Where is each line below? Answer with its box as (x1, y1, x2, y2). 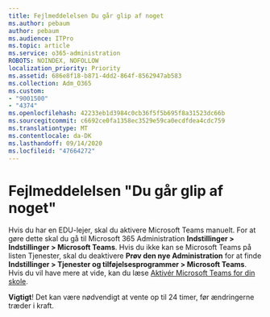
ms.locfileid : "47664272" (8, 147, 95, 155)
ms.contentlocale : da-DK (8, 131, 92, 140)
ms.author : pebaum (8, 19, 70, 27)
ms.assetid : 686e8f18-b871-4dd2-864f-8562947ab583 (8, 72, 182, 80)
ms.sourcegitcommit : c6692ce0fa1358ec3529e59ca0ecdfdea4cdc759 (8, 117, 226, 125)
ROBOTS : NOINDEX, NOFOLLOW (8, 57, 99, 65)
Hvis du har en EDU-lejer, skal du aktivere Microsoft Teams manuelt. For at (8, 225, 256, 235)
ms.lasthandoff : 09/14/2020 (8, 139, 103, 148)
